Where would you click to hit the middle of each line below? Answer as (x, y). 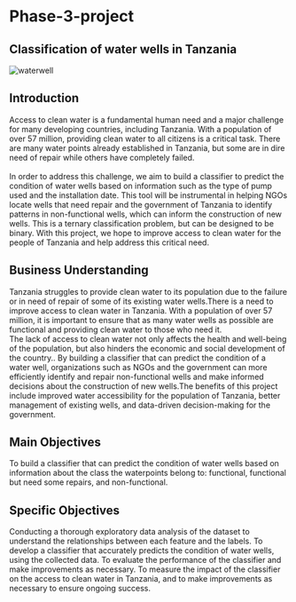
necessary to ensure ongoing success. (80, 589)
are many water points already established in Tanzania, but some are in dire (147, 147)
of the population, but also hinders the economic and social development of (147, 348)
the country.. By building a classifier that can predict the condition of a (137, 358)
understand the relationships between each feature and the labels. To (136, 541)
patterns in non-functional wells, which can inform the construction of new (145, 214)
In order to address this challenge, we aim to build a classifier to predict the (147, 176)
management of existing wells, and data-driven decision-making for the (140, 405)
